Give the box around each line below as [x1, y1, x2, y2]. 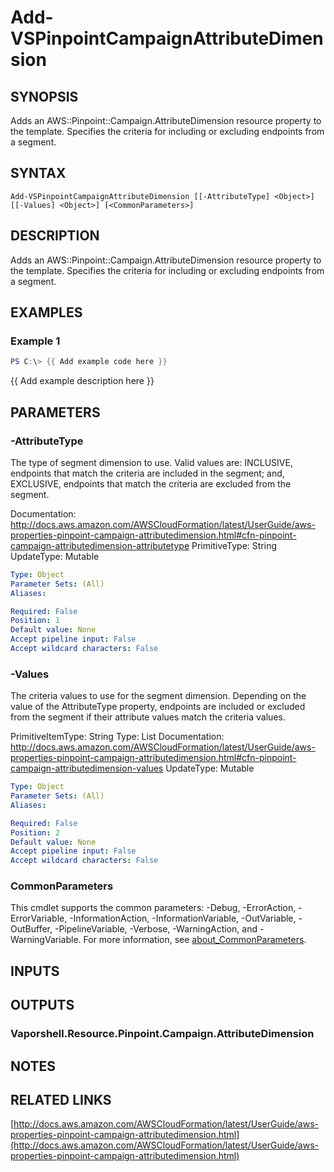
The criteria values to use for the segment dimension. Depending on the [10, 690, 307, 702]
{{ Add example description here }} [10, 375, 155, 387]
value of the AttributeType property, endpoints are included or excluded [10, 701, 306, 713]
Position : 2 [10, 827, 60, 838]
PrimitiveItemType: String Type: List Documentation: [10, 731, 225, 743]
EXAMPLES [10, 304, 83, 321]
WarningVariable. [10, 934, 82, 946]
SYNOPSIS [10, 88, 79, 105]
